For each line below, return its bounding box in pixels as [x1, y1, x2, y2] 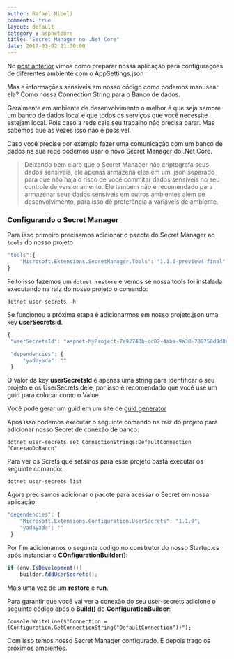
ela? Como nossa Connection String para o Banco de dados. [7, 90, 181, 98]
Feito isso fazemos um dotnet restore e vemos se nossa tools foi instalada [7, 277, 223, 286]
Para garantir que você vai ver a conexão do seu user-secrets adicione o [7, 597, 216, 605]
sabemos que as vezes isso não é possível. [7, 126, 132, 134]
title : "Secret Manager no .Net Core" [7, 36, 120, 43]
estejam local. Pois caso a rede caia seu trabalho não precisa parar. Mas [7, 119, 215, 126]
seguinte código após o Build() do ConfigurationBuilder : [7, 605, 171, 613]
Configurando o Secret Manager [7, 214, 119, 224]
